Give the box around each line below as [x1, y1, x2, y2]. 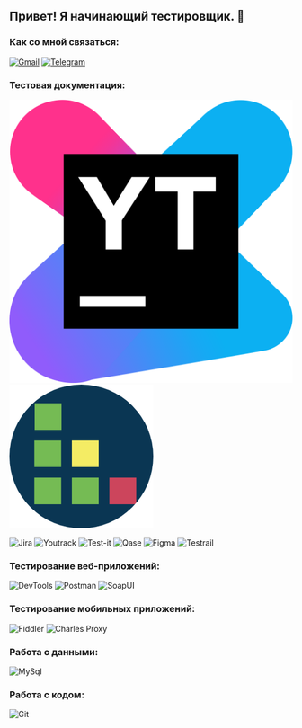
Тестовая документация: [9, 78, 126, 91]
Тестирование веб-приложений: [9, 559, 160, 572]
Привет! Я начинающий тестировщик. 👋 [9, 9, 245, 24]
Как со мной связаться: [9, 36, 120, 49]
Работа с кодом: [9, 688, 85, 701]
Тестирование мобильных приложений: [9, 603, 196, 616]
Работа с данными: [9, 645, 99, 658]
